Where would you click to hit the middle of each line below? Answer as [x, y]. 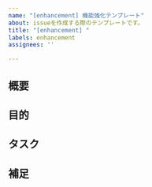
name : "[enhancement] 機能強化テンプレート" [76, 15]
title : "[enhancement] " [49, 30]
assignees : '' [32, 45]
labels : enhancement [42, 37]
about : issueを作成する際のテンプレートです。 [76, 23]
